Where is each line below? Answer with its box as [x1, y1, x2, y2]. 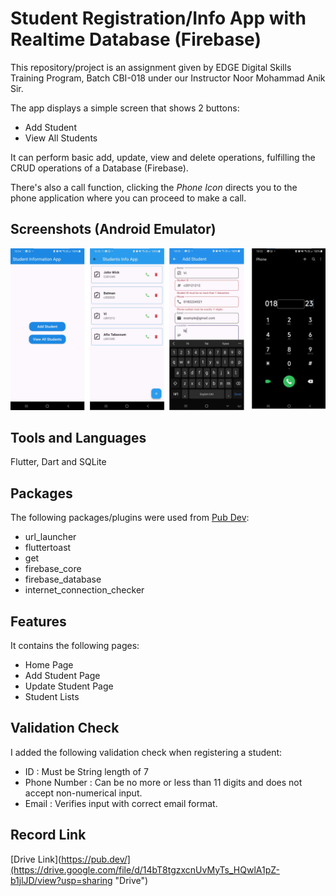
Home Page [24, 659, 74, 671]
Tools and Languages [10, 430, 147, 447]
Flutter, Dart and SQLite [10, 456, 107, 468]
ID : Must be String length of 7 [24, 765, 149, 777]
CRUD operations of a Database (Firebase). [10, 162, 189, 174]
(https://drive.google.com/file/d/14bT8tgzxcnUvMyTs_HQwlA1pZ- [10, 863, 280, 876]
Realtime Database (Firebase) [10, 28, 262, 51]
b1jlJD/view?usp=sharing [10, 874, 113, 886]
